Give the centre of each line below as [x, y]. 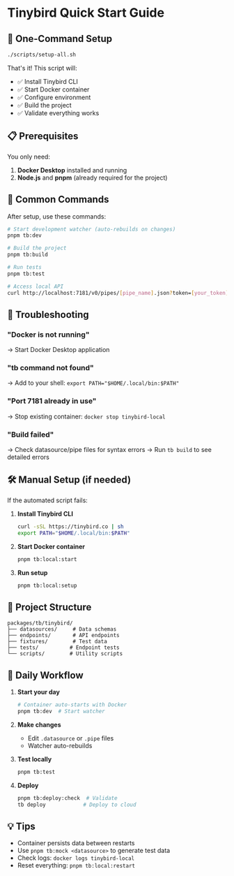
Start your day [39, 692]
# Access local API [36, 286]
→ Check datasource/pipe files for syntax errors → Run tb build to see [110, 450]
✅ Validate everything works [58, 112]
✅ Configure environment [54, 97]
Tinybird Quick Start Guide [86, 13]
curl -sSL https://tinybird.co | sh [70, 526]
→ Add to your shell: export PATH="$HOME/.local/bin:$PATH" [93, 383]
